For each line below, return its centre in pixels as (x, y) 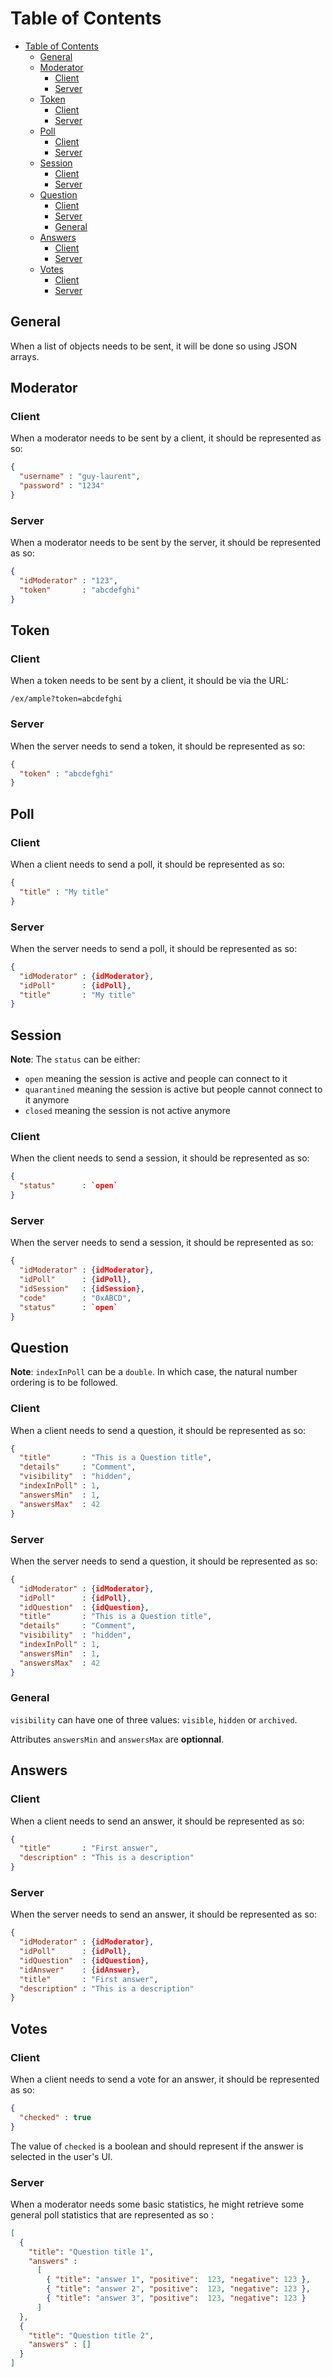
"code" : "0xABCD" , (75, 1298)
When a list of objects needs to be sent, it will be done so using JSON (154, 346)
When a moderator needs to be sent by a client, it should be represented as (166, 438)
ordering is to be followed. (64, 1383)
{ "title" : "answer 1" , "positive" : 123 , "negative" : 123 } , (178, 2280)
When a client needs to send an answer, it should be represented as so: (157, 1821)
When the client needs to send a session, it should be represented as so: (160, 1158)
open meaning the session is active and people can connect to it (156, 1079)
